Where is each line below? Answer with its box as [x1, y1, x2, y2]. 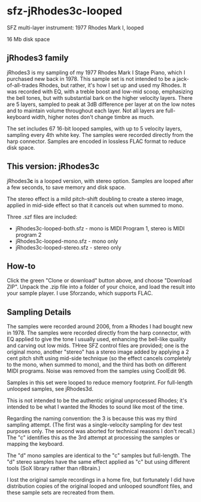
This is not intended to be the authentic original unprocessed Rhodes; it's [7, 397, 187, 404]
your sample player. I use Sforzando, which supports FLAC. [7, 290, 153, 297]
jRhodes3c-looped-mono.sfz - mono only [15, 238, 118, 245]
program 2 [15, 231, 42, 238]
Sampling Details [7, 307, 71, 317]
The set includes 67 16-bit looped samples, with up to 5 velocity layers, [7, 124, 182, 132]
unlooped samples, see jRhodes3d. [7, 385, 94, 393]
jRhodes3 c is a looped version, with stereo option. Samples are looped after [7, 177, 194, 184]
